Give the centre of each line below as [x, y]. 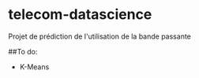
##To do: [23, 51]
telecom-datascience [80, 15]
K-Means [34, 67]
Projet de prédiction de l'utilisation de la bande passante [100, 36]
